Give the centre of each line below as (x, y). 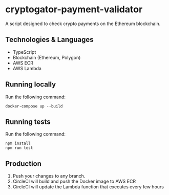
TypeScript (24, 52)
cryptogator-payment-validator (74, 9)
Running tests (28, 122)
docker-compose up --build (34, 106)
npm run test (19, 148)
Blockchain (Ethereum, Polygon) (47, 57)
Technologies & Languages (49, 40)
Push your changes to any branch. (49, 176)
